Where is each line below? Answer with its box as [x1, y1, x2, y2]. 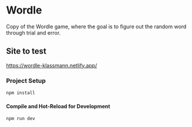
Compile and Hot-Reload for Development [6, 102, 110, 109]
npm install [6, 90, 35, 96]
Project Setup [6, 76, 46, 85]
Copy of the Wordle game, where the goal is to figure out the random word [6, 23, 187, 30]
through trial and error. [6, 29, 61, 36]
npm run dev [6, 116, 35, 122]
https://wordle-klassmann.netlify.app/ [6, 62, 97, 69]
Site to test [6, 46, 47, 56]
